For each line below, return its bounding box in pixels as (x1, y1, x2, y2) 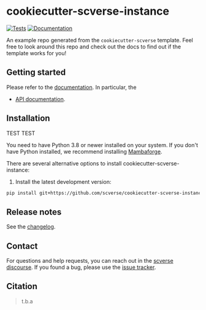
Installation (6, 113, 50, 124)
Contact (6, 241, 38, 251)
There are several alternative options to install (6, 159, 122, 167)
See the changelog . (6, 223, 56, 230)
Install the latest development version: (15, 178, 112, 185)
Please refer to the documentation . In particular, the (6, 83, 137, 91)
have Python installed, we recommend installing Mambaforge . (6, 148, 162, 155)
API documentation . (15, 95, 66, 102)
